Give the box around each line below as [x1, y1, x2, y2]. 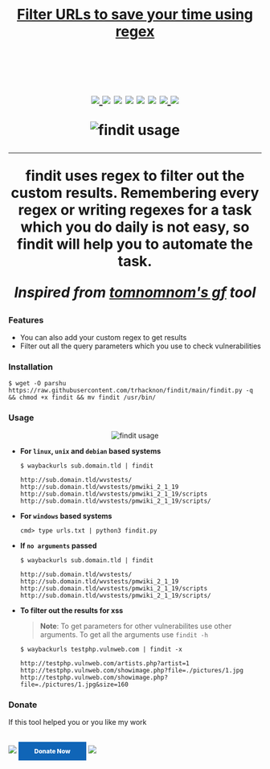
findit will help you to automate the [17, 235, 253, 253]
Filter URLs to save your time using [16, 6, 254, 24]
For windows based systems [19, 511, 112, 520]
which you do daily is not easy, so [20, 218, 250, 236]
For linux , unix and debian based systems [19, 446, 162, 455]
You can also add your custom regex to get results [19, 332, 187, 342]
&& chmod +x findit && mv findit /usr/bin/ [8, 393, 157, 402]
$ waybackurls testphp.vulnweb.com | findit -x [19, 645, 182, 653]
